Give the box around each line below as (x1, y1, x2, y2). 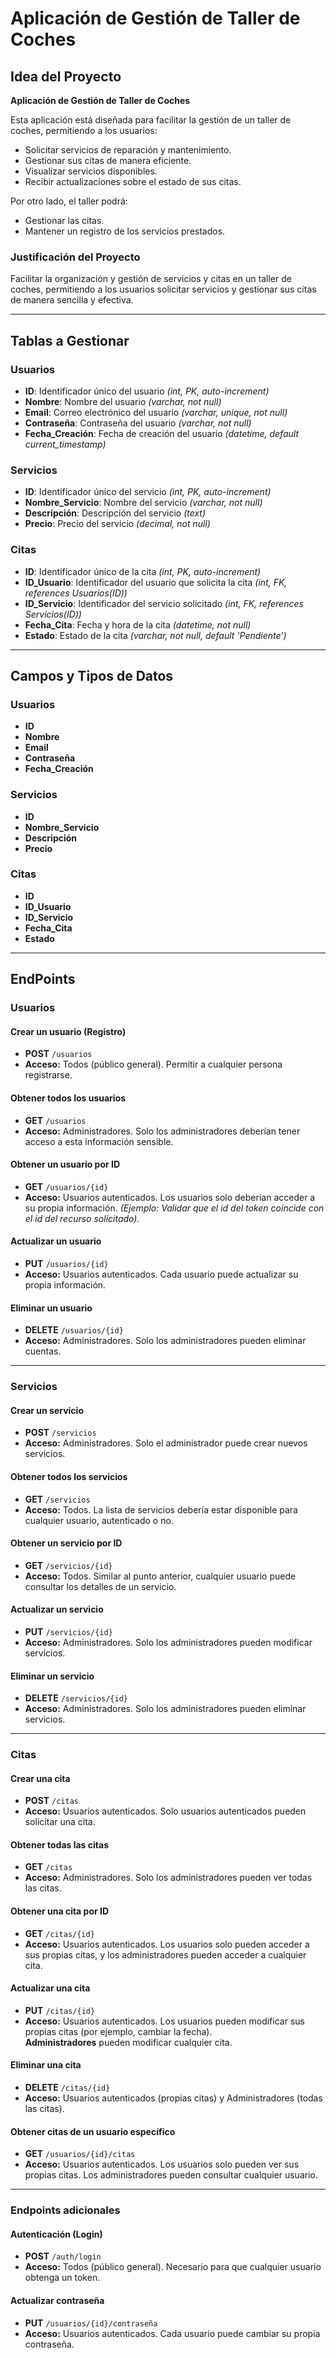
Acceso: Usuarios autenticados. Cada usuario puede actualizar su (24, 1268, 299, 1280)
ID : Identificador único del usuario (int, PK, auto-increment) (24, 385, 270, 397)
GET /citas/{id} (24, 1927, 95, 1939)
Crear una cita (10, 1772, 71, 1784)
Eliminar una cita (10, 2059, 82, 2071)
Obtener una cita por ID (10, 1905, 110, 1917)
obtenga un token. (24, 2272, 101, 2284)
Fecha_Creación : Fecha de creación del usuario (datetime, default (24, 427, 300, 439)
